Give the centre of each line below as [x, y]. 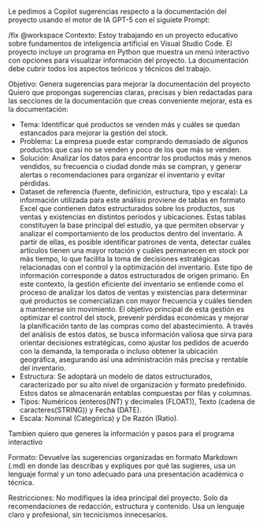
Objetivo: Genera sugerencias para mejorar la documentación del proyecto [129, 84]
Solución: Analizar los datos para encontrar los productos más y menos [135, 158]
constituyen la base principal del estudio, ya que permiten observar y [132, 225]
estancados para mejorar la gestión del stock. [94, 133]
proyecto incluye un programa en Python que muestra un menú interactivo [129, 52]
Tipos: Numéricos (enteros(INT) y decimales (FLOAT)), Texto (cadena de [137, 401]
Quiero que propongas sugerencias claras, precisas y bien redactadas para [130, 92]
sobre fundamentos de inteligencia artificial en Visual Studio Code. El [120, 43]
